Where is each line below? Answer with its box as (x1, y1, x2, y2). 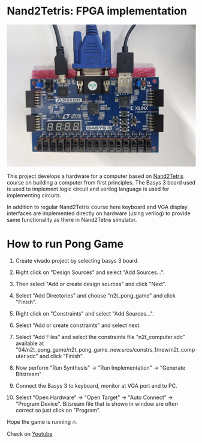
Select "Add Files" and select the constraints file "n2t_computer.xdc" (15, 333, 185, 340)
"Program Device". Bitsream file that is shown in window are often (15, 400, 179, 407)
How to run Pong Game (7, 237, 124, 251)
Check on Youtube (7, 430, 53, 437)
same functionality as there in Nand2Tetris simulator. (7, 216, 137, 223)
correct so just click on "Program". (15, 406, 101, 414)
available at (15, 340, 44, 347)
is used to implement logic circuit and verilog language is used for (7, 185, 170, 192)
